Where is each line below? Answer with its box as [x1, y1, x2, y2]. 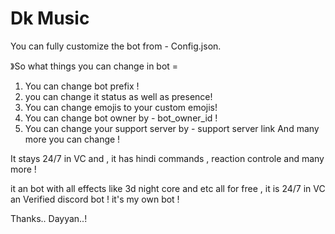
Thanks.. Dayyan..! [10, 212, 88, 224]
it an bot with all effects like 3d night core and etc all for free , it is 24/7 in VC [10, 182, 326, 194]
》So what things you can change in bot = [10, 60, 179, 72]
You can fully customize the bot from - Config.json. [10, 40, 222, 52]
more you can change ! [24, 133, 121, 145]
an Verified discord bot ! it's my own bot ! [10, 193, 180, 205]
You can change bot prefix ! [24, 80, 140, 92]
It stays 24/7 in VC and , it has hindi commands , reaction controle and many [10, 152, 325, 164]
